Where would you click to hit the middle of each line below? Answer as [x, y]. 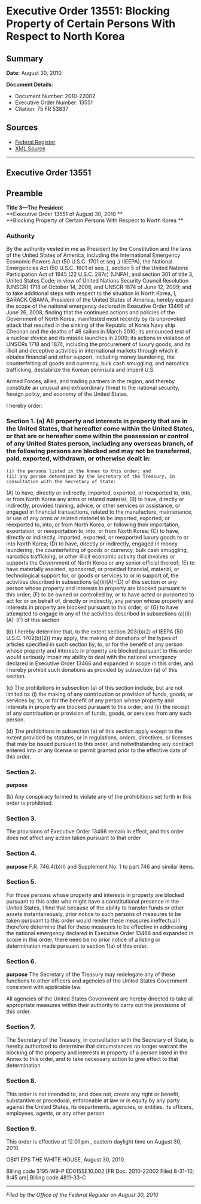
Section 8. [22, 1081]
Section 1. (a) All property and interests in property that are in [97, 421]
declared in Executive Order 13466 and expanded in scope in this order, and [100, 663]
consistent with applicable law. [44, 987]
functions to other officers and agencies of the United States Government [97, 981]
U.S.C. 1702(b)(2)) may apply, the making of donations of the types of [92, 638]
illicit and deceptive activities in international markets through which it [92, 351]
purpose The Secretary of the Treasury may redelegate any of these [91, 975]
